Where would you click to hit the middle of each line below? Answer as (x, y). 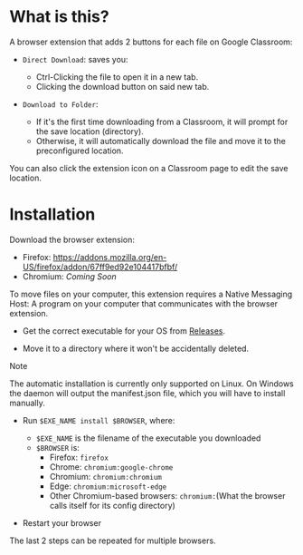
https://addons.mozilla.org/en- (110, 257)
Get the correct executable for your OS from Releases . (124, 331)
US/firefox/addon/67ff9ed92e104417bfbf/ (100, 267)
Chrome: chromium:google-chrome (111, 467)
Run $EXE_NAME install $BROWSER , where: (99, 420)
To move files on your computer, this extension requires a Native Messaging (151, 294)
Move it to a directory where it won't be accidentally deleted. (136, 348)
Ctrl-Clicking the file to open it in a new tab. (117, 77)
